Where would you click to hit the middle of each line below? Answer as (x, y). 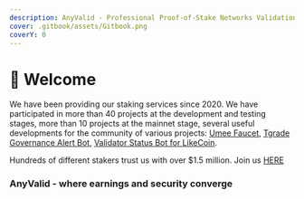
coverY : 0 (28, 34)
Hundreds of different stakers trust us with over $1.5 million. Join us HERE (147, 160)
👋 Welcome (53, 79)
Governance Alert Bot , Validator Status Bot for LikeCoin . (114, 143)
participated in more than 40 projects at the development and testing (138, 114)
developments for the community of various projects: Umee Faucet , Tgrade (150, 133)
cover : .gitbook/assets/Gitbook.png (78, 26)
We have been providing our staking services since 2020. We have (134, 104)
